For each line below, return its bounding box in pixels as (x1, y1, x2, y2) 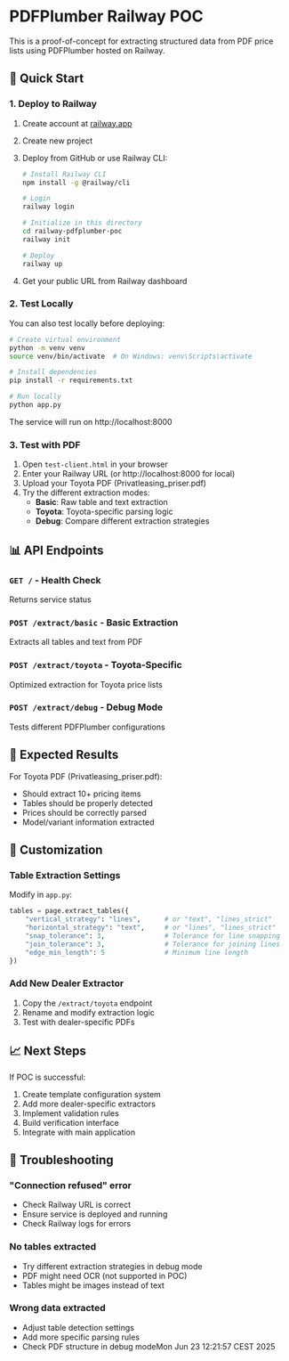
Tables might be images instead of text (21, 1280, 165, 1291)
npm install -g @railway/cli (21, 178, 131, 187)
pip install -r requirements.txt (9, 376, 133, 385)
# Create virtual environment (9, 335, 122, 344)
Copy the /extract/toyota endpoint (21, 998, 153, 1008)
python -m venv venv (9, 343, 86, 353)
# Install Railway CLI (21, 169, 107, 179)
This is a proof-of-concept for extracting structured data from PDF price (9, 36, 274, 46)
